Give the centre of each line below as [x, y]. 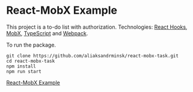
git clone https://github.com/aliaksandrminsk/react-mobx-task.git [93, 56]
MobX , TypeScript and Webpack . [47, 33]
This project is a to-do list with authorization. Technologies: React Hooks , [97, 27]
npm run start [24, 71]
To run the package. [31, 45]
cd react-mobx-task [31, 61]
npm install [21, 66]
